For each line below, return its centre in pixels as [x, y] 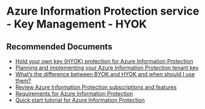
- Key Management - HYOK [76, 24]
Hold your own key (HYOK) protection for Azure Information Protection [104, 61]
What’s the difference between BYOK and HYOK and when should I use [105, 74]
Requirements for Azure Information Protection [74, 93]
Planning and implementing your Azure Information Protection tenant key [107, 68]
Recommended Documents [59, 47]
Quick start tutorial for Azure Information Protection [80, 100]
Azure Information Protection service [103, 11]
